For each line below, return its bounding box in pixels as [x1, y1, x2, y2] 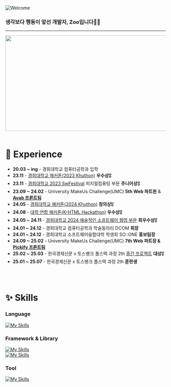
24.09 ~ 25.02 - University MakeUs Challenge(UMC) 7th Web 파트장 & [12, 238, 161, 244]
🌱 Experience [5, 148, 63, 160]
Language [5, 311, 31, 318]
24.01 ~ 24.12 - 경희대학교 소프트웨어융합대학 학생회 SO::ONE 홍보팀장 [12, 231, 156, 238]
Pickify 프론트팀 [12, 244, 46, 250]
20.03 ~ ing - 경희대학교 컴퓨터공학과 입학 [12, 166, 98, 172]
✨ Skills [5, 292, 38, 303]
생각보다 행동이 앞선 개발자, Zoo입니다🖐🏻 [5, 18, 101, 25]
